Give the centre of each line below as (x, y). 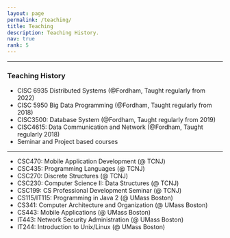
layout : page (26, 13)
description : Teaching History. (53, 33)
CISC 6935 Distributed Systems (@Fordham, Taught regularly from (111, 91)
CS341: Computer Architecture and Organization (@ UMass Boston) (112, 205)
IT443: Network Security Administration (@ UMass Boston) (100, 219)
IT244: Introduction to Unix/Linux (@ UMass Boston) (91, 227)
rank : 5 (18, 45)
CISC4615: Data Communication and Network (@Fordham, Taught (110, 127)
